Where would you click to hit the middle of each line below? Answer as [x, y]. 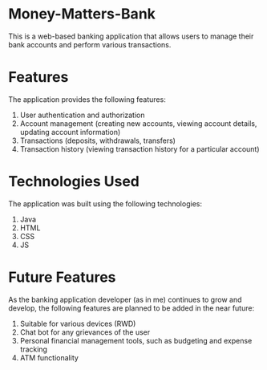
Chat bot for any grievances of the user [85, 332]
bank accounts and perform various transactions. [90, 44]
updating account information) [70, 132]
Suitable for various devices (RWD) [78, 323]
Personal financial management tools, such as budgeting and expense [136, 340]
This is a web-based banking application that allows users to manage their [131, 36]
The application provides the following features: [87, 99]
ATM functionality [49, 357]
